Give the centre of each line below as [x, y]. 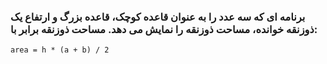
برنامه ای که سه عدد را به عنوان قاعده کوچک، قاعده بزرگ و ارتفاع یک [158, 17]
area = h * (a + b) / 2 [60, 50]
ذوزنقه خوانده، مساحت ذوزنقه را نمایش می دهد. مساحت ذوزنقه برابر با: [164, 29]
